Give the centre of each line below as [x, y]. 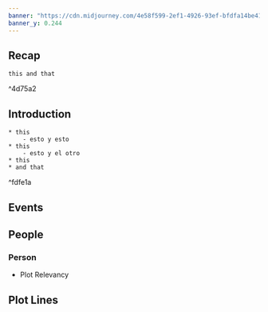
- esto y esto [46, 140]
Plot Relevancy [44, 275]
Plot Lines [33, 300]
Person [23, 257]
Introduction [40, 114]
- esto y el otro [51, 154]
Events [26, 208]
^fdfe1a [20, 182]
